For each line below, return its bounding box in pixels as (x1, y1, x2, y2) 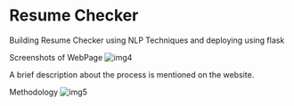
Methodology (9, 86, 59, 97)
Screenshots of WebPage (9, 52, 103, 62)
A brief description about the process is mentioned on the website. (9, 69, 255, 80)
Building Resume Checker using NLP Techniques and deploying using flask (9, 35, 285, 45)
